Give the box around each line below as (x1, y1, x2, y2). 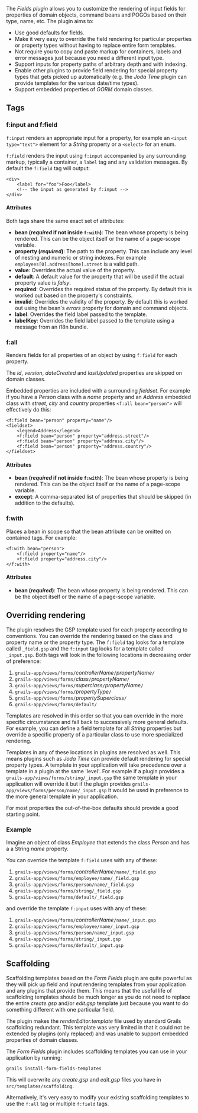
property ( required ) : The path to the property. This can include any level (14, 247, 192, 254)
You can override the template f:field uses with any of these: (6, 857, 158, 863)
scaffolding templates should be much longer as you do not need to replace (6, 993, 191, 1000)
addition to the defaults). (14, 499, 75, 506)
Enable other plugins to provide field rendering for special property (14, 67, 178, 74)
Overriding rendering (6, 610, 86, 620)
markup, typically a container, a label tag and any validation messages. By (6, 158, 188, 165)
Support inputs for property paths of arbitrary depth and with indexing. (14, 60, 187, 68)
